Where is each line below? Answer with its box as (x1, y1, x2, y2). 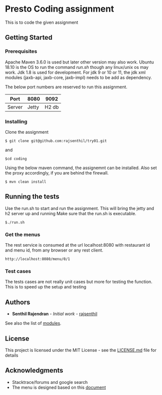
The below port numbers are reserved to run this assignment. (5, 84, 128, 90)
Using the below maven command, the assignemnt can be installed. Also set (5, 165, 157, 171)
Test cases (5, 268, 31, 274)
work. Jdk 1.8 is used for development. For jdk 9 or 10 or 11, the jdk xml (5, 69, 146, 75)
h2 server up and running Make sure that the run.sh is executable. (5, 210, 136, 216)
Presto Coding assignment (5, 3, 115, 15)
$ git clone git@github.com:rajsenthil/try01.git (5, 138, 107, 143)
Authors (5, 298, 30, 306)
